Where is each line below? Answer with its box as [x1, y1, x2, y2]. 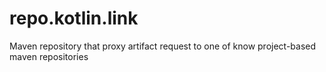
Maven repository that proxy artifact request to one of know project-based [9, 40, 317, 52]
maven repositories [9, 50, 89, 62]
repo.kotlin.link [9, 7, 139, 30]
